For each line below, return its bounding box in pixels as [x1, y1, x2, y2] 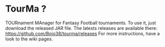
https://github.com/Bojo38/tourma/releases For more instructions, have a [5, 30, 160, 36]
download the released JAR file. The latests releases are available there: [5, 25, 158, 31]
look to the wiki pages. [5, 36, 53, 42]
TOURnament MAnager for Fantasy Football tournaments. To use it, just [5, 20, 156, 26]
